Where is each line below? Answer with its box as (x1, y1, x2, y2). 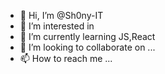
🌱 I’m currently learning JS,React (19, 31, 156, 42)
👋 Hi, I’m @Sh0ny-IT (19, 10, 104, 21)
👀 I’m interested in (19, 20, 95, 32)
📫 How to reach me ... (19, 53, 113, 64)
